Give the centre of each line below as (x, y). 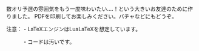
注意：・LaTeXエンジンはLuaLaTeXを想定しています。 (74, 29)
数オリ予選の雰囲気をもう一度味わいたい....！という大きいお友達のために (97, 9)
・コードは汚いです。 (49, 42)
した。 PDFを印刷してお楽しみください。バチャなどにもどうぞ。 (97, 16)
